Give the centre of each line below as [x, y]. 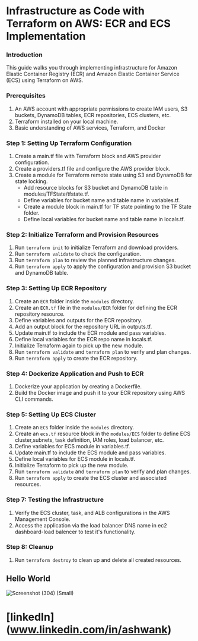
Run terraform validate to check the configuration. [78, 254]
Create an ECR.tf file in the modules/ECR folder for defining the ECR [96, 307]
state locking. [31, 181]
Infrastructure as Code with [76, 11]
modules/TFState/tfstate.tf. [56, 194]
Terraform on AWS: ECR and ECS [88, 23]
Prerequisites [26, 96]
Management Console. [42, 519]
